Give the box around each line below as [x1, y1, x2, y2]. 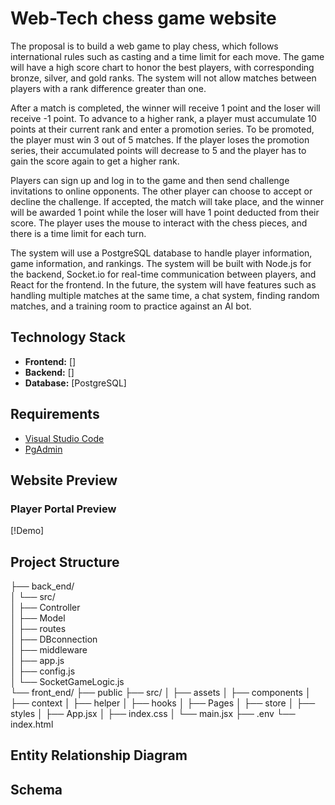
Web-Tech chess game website [10, 7, 277, 30]
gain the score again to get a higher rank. [10, 155, 180, 167]
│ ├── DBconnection [10, 633, 98, 646]
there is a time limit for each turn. [10, 227, 147, 239]
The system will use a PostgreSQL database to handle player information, [10, 247, 313, 259]
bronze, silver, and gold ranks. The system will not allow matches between [10, 72, 317, 84]
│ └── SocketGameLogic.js [10, 676, 125, 688]
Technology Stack [10, 329, 126, 346]
